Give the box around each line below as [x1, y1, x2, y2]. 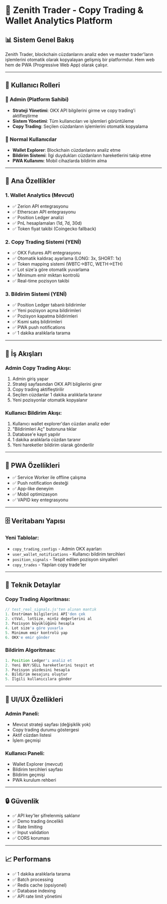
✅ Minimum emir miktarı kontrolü [12, 272, 80, 278]
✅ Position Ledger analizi [12, 214, 64, 220]
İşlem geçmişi [12, 737, 41, 743]
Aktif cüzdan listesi [12, 732, 52, 738]
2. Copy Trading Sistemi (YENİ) [5, 238, 82, 245]
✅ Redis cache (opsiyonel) [12, 882, 67, 888]
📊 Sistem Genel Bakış [5, 35, 75, 44]
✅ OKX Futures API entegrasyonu [12, 250, 81, 256]
